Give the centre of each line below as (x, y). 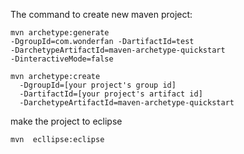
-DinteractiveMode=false (62, 59)
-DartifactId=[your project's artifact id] (111, 94)
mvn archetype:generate (60, 33)
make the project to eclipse (66, 121)
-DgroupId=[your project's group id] (98, 85)
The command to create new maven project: (101, 14)
